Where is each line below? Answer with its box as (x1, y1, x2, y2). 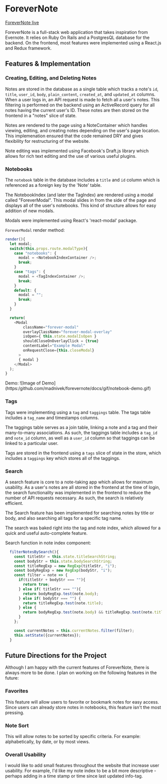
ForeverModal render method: (5, 227, 65, 233)
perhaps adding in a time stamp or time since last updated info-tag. (5, 773, 143, 779)
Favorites (5, 688, 29, 695)
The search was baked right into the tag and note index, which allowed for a (5, 525, 161, 531)
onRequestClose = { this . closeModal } (23, 348, 94, 353)
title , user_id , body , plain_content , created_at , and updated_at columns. (5, 91, 156, 97)
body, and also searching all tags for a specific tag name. (5, 515, 123, 521)
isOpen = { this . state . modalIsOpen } (23, 334, 97, 339)
